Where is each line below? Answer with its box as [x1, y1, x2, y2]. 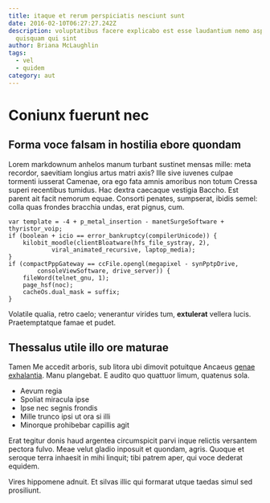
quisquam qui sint [15, 34, 78, 43]
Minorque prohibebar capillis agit [19, 420, 130, 430]
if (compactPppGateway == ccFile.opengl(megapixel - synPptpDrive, [8, 260, 239, 268]
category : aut [8, 72, 56, 80]
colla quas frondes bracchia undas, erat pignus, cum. [8, 202, 185, 211]
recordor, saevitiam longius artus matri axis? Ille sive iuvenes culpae [8, 168, 234, 178]
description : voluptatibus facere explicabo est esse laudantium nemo [8, 27, 250, 35]
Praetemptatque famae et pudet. [8, 317, 117, 327]
